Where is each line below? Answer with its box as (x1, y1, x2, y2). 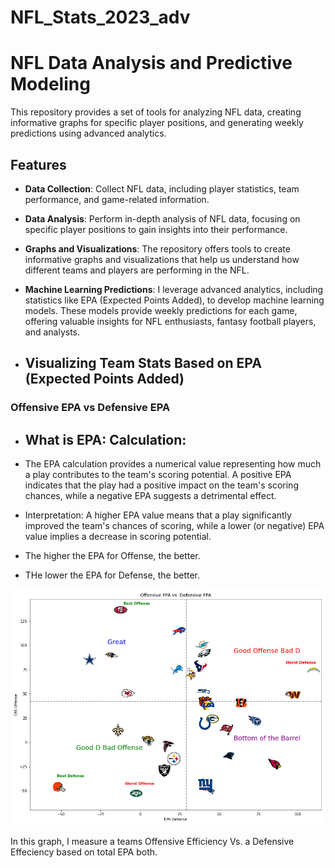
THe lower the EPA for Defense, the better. (24, 569, 200, 581)
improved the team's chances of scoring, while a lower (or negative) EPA (24, 520, 325, 532)
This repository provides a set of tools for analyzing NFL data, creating (10, 106, 302, 118)
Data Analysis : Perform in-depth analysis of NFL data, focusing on (24, 212, 301, 225)
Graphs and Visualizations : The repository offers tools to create (24, 242, 291, 255)
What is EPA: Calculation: (24, 431, 187, 448)
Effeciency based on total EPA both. (10, 846, 158, 858)
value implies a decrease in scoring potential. (24, 531, 212, 543)
